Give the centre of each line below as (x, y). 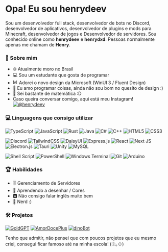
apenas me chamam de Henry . (38, 44)
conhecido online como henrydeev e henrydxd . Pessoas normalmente (80, 39)
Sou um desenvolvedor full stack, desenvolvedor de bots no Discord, (78, 23)
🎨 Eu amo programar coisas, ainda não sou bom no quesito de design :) (88, 88)
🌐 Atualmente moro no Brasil (43, 69)
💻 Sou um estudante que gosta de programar (61, 75)
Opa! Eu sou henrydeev (56, 9)
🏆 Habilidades (24, 170)
